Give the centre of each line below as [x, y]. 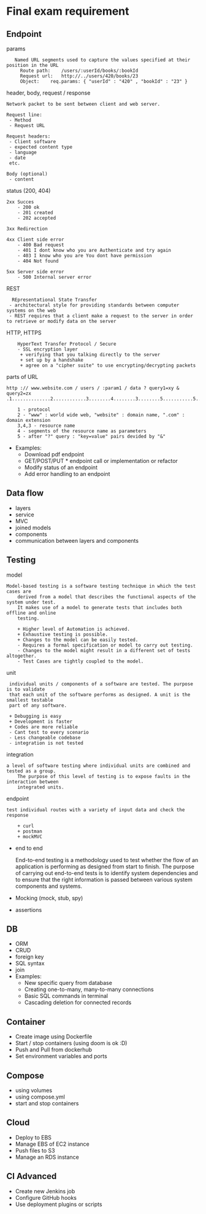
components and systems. [49, 886]
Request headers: [29, 136]
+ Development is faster [40, 722]
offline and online [31, 613]
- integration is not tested [46, 743]
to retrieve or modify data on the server [61, 321]
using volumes [34, 1091]
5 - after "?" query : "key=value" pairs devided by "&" [92, 437]
